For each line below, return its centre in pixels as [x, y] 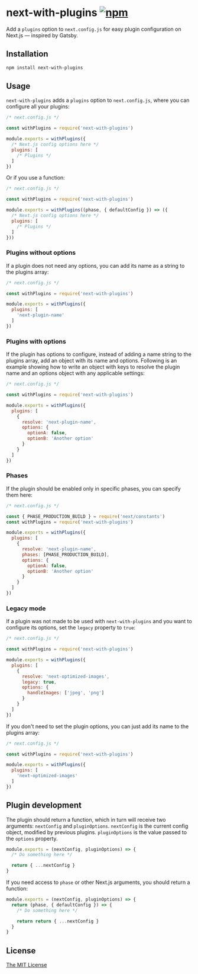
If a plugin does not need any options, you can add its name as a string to [95, 265]
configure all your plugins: [38, 107]
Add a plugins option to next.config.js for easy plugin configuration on [94, 29]
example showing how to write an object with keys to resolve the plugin [93, 367]
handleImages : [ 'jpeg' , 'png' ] [66, 693]
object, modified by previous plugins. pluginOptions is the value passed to [97, 832]
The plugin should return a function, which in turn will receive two [86, 819]
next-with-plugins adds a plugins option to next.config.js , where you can [98, 100]
